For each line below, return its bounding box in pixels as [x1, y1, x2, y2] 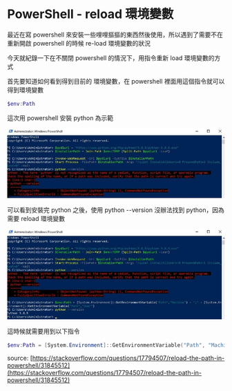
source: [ [7, 354, 33, 363]
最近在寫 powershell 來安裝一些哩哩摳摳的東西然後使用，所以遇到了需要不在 [7, 30, 223, 39]
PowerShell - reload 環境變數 [7, 6, 174, 22]
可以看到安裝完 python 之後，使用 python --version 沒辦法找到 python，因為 [7, 206, 224, 214]
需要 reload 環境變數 [7, 215, 66, 223]
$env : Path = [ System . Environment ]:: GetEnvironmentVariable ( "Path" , [7, 341, 206, 349]
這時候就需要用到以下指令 [7, 327, 80, 335]
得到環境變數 [7, 86, 43, 94]
